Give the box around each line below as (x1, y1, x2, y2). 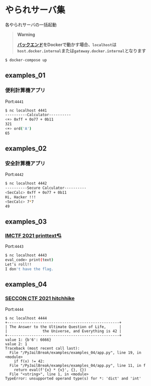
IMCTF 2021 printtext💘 (5, 232, 62, 239)
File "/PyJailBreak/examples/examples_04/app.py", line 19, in (9, 350, 141, 355)
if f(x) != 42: (14, 358, 45, 364)
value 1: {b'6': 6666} (5, 337, 51, 342)
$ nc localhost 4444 (5, 316, 48, 321)
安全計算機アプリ (5, 160, 46, 167)
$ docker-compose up (5, 58, 48, 62)
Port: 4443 (5, 243, 24, 249)
